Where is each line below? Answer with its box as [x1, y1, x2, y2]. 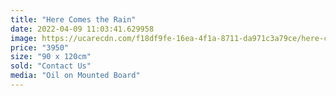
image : [10, 33, 38, 43]
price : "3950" [10, 42, 70, 53]
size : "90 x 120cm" [10, 52, 92, 62]
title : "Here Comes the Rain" [10, 14, 137, 25]
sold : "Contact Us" [10, 61, 92, 71]
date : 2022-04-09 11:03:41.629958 [10, 24, 155, 34]
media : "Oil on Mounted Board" [10, 71, 141, 81]
